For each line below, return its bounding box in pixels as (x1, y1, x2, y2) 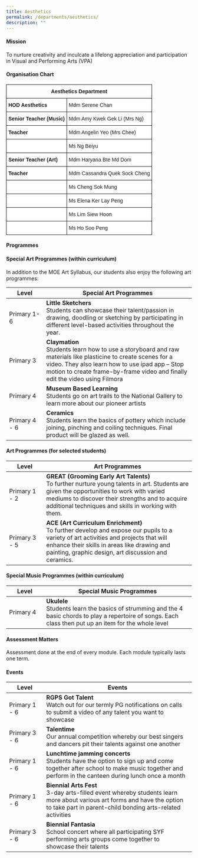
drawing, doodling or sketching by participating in (46, 314, 184, 322)
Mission (6, 38, 27, 45)
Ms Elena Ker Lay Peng (68, 197, 124, 204)
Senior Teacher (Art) (8, 156, 58, 163)
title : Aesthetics (6, 8, 51, 15)
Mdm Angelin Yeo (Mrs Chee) (68, 129, 137, 136)
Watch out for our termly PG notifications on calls (46, 701, 183, 709)
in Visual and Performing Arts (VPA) (6, 57, 93, 64)
